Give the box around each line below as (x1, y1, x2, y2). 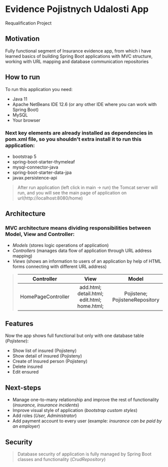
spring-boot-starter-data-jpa (12, 169, 72, 175)
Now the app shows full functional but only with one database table (5, 332, 144, 338)
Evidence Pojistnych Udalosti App (5, 3, 149, 15)
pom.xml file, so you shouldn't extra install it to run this (5, 136, 141, 143)
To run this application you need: (5, 86, 73, 92)
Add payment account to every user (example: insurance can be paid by (12, 418, 162, 424)
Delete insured (12, 363, 43, 369)
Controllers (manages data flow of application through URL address (12, 247, 152, 253)
